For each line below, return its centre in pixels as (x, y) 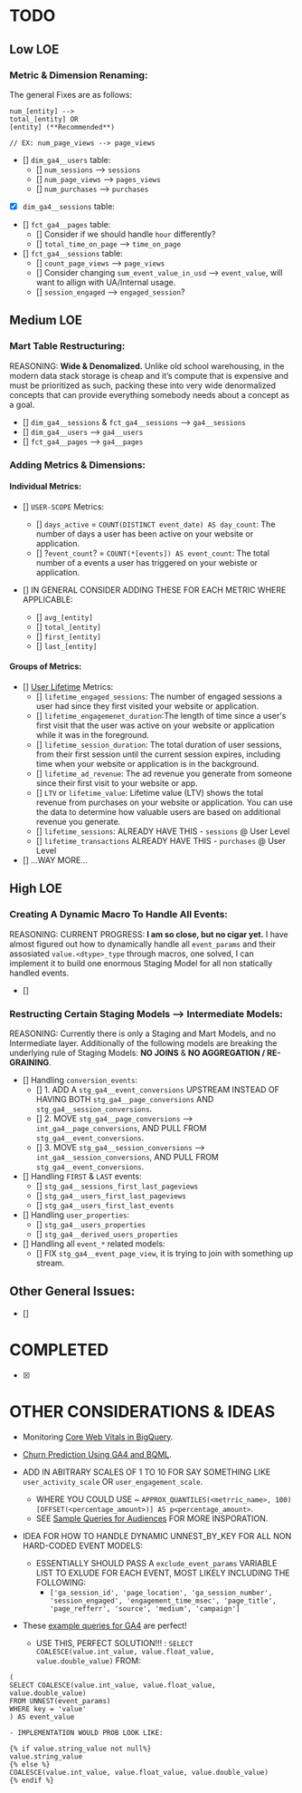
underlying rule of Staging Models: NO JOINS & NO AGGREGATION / (137, 1052)
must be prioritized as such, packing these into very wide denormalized (142, 385)
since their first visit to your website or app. (117, 783)
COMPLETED (59, 1349)
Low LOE (34, 49)
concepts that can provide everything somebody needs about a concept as (150, 394)
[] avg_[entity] (64, 616)
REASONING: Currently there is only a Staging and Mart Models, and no (143, 1033)
